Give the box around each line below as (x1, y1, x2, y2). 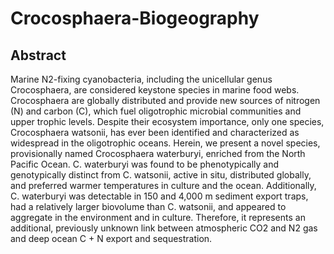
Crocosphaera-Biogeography (10, 7, 260, 30)
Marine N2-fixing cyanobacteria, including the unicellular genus (10, 73, 273, 85)
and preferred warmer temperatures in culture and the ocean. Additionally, (10, 180, 317, 191)
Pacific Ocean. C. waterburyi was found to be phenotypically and (10, 158, 279, 170)
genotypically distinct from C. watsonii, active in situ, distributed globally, (10, 169, 312, 181)
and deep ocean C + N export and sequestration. (10, 233, 213, 244)
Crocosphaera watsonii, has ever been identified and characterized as (10, 127, 300, 138)
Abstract (10, 47, 67, 64)
